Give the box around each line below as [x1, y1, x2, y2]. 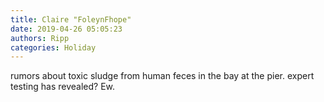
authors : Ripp [10, 33, 70, 43]
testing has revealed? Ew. [10, 81, 116, 93]
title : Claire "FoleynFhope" [10, 14, 132, 25]
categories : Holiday [10, 42, 97, 53]
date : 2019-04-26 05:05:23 [10, 24, 123, 34]
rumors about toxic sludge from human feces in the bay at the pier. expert [10, 70, 315, 82]
